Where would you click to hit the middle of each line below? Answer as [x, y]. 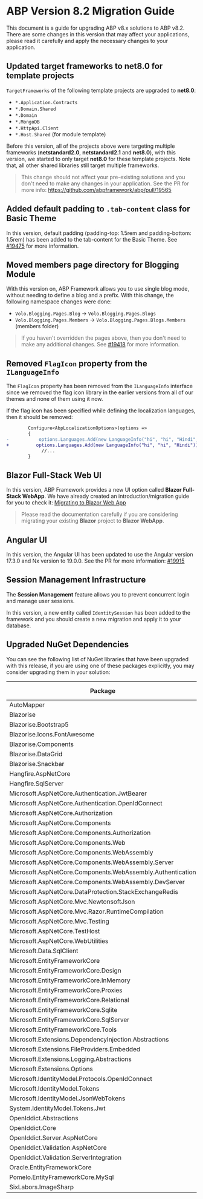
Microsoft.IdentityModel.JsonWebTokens [67, 1098]
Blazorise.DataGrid [36, 754]
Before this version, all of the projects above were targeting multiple [91, 146]
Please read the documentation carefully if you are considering [99, 514]
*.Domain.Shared [35, 109]
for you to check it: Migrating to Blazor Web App [66, 503]
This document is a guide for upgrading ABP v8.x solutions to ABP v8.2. [95, 28]
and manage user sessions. [40, 601]
